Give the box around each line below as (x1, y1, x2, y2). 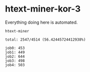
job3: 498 (5, 58, 25, 63)
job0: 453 (5, 45, 25, 50)
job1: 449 (5, 50, 25, 55)
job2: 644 (5, 54, 25, 59)
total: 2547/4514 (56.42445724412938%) (5, 37, 86, 42)
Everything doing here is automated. (5, 19, 78, 25)
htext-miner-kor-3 (5, 3, 81, 14)
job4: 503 (5, 62, 25, 67)
